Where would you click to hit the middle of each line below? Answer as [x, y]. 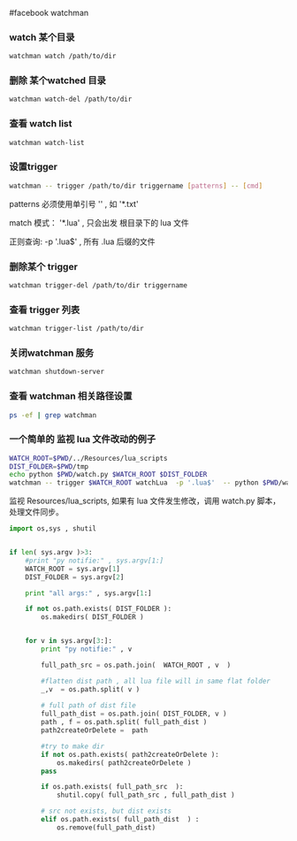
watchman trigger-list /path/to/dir [76, 329]
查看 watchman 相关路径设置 [71, 396]
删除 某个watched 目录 [57, 80]
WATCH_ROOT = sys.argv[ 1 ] [73, 569]
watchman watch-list [47, 142]
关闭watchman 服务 [52, 353]
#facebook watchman [49, 13]
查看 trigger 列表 [45, 310]
